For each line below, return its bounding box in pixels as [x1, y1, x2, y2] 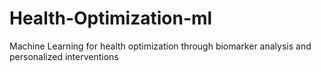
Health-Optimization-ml [9, 7, 213, 30]
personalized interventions [9, 50, 119, 62]
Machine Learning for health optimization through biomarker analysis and [9, 40, 312, 52]
